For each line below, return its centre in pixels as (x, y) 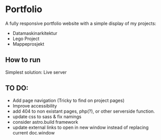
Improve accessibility (35, 106)
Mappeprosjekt (28, 44)
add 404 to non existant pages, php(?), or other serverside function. (84, 111)
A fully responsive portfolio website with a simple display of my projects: (81, 23)
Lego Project (26, 39)
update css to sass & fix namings (47, 116)
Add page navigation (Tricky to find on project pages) (69, 100)
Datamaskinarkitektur (35, 33)
